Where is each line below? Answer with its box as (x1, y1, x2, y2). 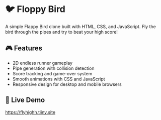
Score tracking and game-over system (12, 70, 93, 76)
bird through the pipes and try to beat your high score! (5, 29, 118, 35)
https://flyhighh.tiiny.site (5, 109, 56, 115)
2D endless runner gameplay (12, 60, 73, 66)
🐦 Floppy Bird (5, 4, 65, 15)
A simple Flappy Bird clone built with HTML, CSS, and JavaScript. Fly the (5, 23, 156, 30)
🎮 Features (5, 44, 43, 53)
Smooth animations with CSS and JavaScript (12, 76, 105, 82)
